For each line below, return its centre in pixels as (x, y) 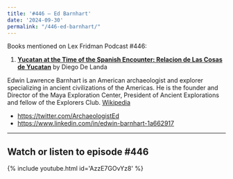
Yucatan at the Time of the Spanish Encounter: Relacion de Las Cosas (120, 60)
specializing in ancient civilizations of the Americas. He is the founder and (113, 88)
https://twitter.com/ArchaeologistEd (68, 116)
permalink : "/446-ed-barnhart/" (54, 26)
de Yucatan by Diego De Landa (62, 67)
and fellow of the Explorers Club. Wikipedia (69, 103)
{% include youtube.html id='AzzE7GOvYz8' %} (76, 169)
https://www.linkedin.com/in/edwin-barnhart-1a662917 (96, 123)
